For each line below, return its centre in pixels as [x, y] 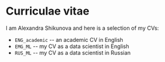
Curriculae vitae [48, 11]
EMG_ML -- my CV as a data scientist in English [72, 46]
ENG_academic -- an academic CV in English [69, 40]
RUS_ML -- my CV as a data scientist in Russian [73, 52]
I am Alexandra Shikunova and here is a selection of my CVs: [82, 28]
